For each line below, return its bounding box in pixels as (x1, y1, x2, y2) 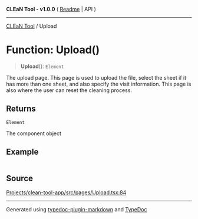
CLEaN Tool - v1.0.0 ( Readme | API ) (6, 6, 96, 12)
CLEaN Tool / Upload (6, 22, 57, 30)
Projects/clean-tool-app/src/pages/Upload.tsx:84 (6, 189, 127, 196)
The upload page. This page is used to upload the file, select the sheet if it (6, 74, 187, 81)
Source (6, 173, 34, 183)
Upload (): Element (20, 63, 64, 70)
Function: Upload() (6, 43, 100, 57)
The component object (6, 130, 62, 137)
